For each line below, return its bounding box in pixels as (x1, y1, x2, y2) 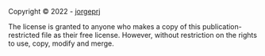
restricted (8, 31, 40, 39)
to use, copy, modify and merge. (8, 39, 114, 48)
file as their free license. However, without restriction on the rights (41, 31, 258, 39)
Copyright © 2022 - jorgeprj (8, 7, 101, 16)
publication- (202, 22, 242, 31)
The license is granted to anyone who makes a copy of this (8, 22, 201, 31)
